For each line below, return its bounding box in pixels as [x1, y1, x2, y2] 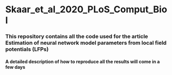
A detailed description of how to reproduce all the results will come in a [5, 58, 160, 65]
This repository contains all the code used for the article [5, 33, 148, 40]
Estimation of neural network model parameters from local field [5, 40, 167, 47]
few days [5, 64, 26, 70]
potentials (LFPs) [5, 46, 49, 53]
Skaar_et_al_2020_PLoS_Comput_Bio [5, 4, 167, 15]
